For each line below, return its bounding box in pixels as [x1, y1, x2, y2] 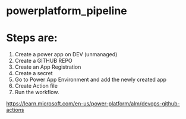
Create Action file [14, 82, 58, 89]
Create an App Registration [14, 63, 81, 70]
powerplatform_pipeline [6, 4, 127, 18]
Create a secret [14, 70, 53, 77]
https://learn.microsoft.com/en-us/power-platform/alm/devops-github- [6, 100, 180, 107]
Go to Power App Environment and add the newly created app [14, 76, 167, 83]
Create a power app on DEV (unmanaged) [14, 51, 118, 58]
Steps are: [6, 31, 58, 45]
